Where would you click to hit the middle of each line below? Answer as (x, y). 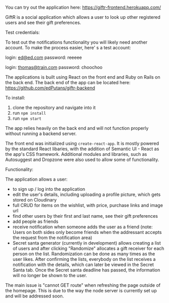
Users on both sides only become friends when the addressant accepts (87, 232)
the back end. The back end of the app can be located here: (68, 82)
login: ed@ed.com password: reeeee (44, 57)
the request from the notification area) (52, 238)
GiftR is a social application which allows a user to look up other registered (83, 17)
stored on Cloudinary (35, 200)
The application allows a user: (36, 179)
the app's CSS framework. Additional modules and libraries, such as (76, 154)
